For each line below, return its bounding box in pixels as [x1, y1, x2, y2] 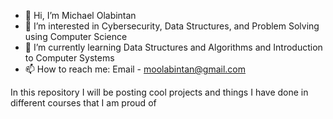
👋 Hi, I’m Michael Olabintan [24, 10, 137, 21]
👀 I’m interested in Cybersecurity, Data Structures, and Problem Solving [24, 20, 320, 32]
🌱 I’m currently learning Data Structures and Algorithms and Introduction [24, 41, 323, 53]
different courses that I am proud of [10, 97, 157, 109]
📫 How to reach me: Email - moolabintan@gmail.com [24, 63, 247, 75]
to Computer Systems [24, 52, 115, 64]
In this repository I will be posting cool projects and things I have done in [10, 86, 309, 98]
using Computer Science [24, 31, 128, 42]
